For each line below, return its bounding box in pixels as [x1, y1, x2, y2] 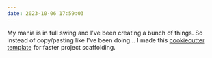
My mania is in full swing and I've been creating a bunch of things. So [7, 29, 203, 37]
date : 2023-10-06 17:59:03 [7, 10, 84, 17]
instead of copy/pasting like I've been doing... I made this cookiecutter [7, 35, 205, 44]
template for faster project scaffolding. [7, 43, 116, 51]
